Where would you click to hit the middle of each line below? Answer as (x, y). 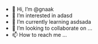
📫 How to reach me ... (39, 35)
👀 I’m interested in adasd (42, 15)
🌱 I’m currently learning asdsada (51, 22)
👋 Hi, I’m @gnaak (33, 9)
